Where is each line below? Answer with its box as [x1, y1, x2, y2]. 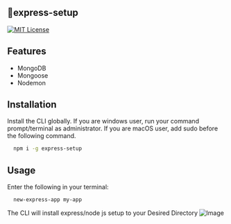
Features [7, 46, 46, 58]
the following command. [7, 132, 76, 140]
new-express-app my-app [13, 196, 82, 203]
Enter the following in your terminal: [7, 183, 109, 191]
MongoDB [17, 64, 46, 72]
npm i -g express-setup [13, 145, 82, 153]
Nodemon [17, 78, 46, 87]
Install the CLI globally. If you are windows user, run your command [7, 117, 200, 126]
